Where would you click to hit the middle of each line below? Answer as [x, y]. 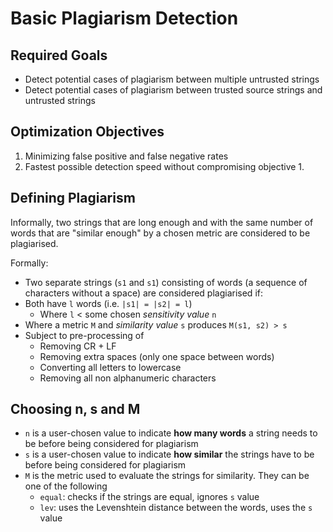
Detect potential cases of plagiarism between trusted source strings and [173, 90]
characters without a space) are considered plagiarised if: [143, 293]
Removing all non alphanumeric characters [128, 378]
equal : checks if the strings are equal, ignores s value [149, 497]
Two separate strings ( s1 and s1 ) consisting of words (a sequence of [166, 282]
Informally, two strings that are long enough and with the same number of [162, 222]
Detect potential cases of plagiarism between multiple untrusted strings [172, 79]
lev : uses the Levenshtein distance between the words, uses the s [176, 508]
